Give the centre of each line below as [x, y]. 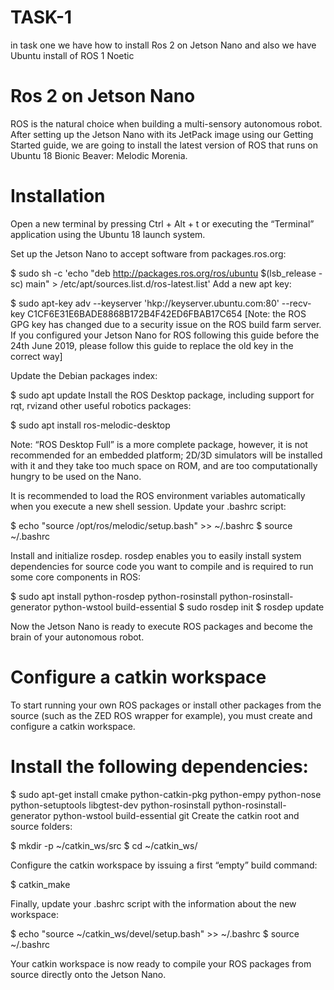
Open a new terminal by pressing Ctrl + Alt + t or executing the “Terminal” [162, 223]
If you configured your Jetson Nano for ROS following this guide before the [165, 335]
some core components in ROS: [76, 577]
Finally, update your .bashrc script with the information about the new [153, 903]
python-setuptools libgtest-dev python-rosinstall [110, 805]
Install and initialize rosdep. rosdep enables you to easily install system [156, 555]
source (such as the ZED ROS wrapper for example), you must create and [161, 715]
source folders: [41, 826]
